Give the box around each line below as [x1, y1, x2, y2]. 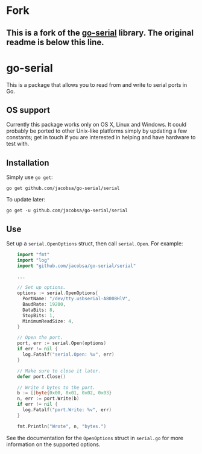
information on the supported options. [6, 441, 101, 448]
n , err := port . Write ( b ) [17, 396, 80, 402]
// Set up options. [17, 285, 66, 291]
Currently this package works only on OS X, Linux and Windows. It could [6, 121, 187, 128]
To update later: [6, 196, 46, 203]
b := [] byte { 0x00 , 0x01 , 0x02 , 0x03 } [17, 390, 112, 396]
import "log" [17, 257, 50, 263]
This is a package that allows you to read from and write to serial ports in [6, 81, 188, 88]
